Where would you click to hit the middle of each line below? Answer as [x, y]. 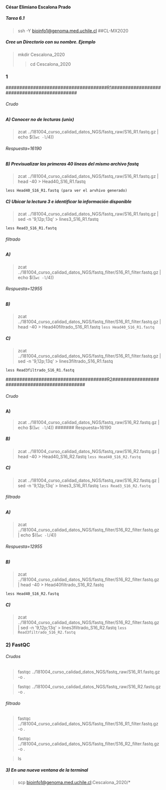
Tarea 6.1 [15, 18]
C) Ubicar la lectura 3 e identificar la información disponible [69, 201]
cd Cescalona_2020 [50, 64]
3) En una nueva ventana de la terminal [47, 770]
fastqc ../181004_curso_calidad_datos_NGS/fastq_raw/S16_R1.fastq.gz [89, 672]
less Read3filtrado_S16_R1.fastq [40, 371]
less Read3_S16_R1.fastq [31, 228]
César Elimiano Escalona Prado [38, 7]
